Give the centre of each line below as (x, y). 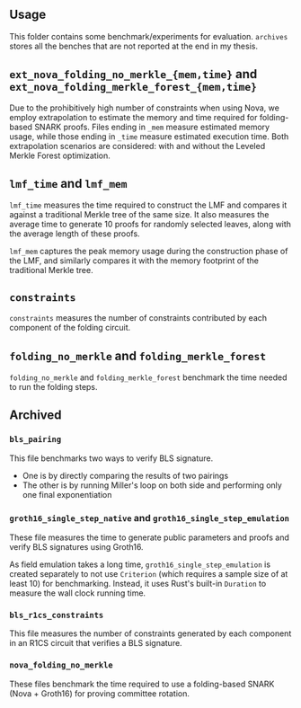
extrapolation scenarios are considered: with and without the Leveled (137, 146)
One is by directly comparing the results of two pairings (125, 475)
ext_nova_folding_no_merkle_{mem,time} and (133, 74)
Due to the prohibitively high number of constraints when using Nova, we (145, 108)
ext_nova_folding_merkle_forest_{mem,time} (133, 87)
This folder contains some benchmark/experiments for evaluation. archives (149, 36)
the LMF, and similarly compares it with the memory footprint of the (134, 261)
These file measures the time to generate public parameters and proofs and (149, 537)
